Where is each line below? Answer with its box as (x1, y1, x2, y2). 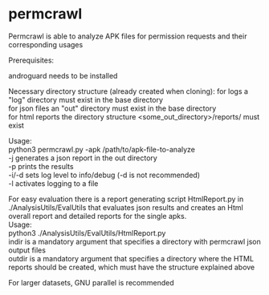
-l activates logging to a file (8, 178, 99, 188)
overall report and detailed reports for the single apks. (8, 211, 187, 220)
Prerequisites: (8, 55, 55, 65)
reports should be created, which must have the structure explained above (8, 262, 255, 272)
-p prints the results (8, 161, 74, 171)
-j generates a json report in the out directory (8, 153, 158, 163)
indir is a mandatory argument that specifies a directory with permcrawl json (8, 236, 261, 246)
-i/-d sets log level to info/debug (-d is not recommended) (8, 170, 201, 180)
